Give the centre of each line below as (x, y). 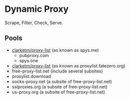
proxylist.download (31, 76)
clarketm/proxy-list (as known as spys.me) (55, 50)
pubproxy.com (34, 55)
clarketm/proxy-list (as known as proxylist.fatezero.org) (68, 66)
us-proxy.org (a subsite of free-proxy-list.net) (58, 92)
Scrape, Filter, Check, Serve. (34, 23)
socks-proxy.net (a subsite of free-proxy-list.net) (62, 81)
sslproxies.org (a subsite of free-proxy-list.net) (60, 87)
